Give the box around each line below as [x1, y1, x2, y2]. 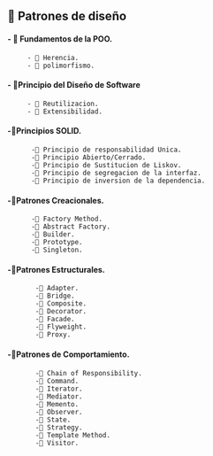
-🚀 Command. [34, 376, 80, 385]
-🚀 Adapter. [34, 284, 80, 293]
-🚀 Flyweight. [34, 322, 87, 332]
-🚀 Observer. [34, 407, 84, 416]
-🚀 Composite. [34, 299, 87, 308]
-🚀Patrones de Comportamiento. [7, 349, 130, 359]
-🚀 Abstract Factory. [30, 222, 111, 231]
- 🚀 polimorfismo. [27, 61, 95, 70]
